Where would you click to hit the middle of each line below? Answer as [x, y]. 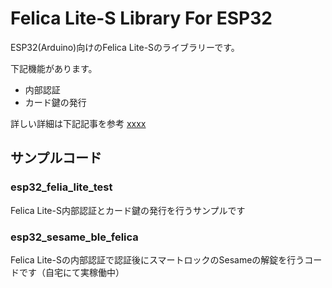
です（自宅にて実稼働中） [71, 272]
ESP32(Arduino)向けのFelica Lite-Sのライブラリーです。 [125, 47]
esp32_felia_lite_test [61, 187]
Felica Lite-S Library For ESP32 [141, 18]
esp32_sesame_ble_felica [74, 237]
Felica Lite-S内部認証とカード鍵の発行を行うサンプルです [128, 210]
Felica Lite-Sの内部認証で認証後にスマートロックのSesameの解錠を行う [157, 259]
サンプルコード [56, 158]
